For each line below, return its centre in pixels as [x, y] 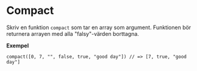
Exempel [18, 46]
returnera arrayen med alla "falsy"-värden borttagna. [73, 33]
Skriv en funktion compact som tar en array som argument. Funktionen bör [99, 27]
